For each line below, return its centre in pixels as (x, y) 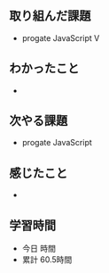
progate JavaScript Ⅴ (61, 37)
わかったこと (44, 68)
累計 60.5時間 (47, 260)
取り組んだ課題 (50, 16)
